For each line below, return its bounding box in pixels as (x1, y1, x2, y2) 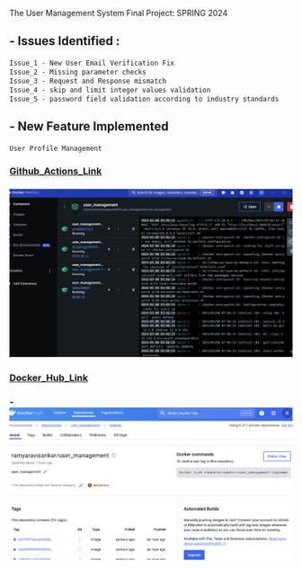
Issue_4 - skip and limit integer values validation (9, 85, 211, 94)
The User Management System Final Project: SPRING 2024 (9, 8, 228, 18)
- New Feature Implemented (9, 119, 169, 134)
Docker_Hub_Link (9, 372, 88, 385)
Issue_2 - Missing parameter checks (9, 67, 147, 76)
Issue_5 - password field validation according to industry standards (9, 94, 280, 103)
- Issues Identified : (9, 33, 120, 49)
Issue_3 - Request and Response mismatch (9, 76, 167, 85)
